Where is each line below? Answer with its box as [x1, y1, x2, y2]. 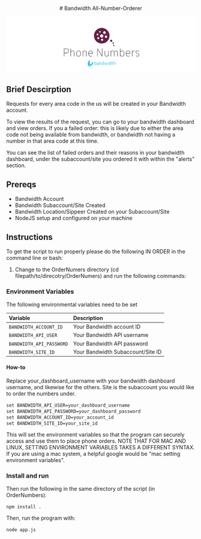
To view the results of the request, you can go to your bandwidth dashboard [6, 119, 194, 126]
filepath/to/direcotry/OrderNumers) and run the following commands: [14, 273, 187, 280]
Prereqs [6, 179, 37, 189]
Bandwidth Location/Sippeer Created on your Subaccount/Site [14, 208, 170, 215]
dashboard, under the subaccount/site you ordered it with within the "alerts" [6, 155, 195, 163]
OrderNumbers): [6, 491, 47, 499]
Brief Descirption [6, 84, 71, 94]
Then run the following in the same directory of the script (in [6, 485, 155, 492]
